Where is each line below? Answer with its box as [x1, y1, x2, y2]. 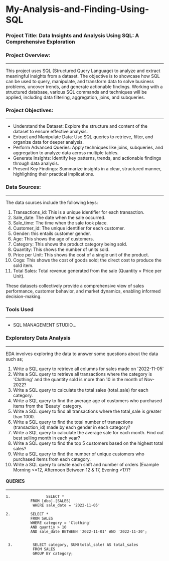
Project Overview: [6, 52, 51, 59]
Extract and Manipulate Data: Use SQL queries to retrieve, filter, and [13, 134, 153, 140]
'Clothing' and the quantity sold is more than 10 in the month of [13, 376, 143, 382]
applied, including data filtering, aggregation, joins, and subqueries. [6, 94, 145, 101]
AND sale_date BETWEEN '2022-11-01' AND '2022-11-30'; [30, 529, 147, 534]
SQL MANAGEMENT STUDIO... [13, 322, 77, 328]
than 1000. [13, 413, 35, 419]
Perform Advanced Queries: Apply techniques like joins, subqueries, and [13, 144, 163, 150]
